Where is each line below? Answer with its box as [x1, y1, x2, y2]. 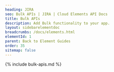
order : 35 [5, 43, 25, 48]
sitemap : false [5, 48, 36, 53]
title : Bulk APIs [5, 16, 40, 21]
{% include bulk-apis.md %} [5, 61, 62, 67]
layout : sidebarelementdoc [5, 25, 60, 30]
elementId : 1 [5, 35, 32, 39]
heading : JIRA [5, 7, 34, 12]
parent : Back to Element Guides [5, 39, 71, 44]
